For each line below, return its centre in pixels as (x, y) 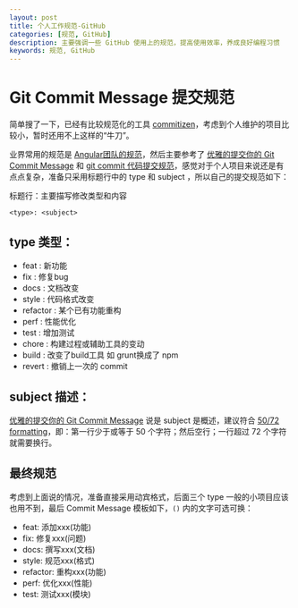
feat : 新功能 (45, 266)
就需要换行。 (33, 443)
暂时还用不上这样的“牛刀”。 (83, 136)
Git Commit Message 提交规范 (122, 98)
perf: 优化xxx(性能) (57, 583)
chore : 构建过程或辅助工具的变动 (83, 343)
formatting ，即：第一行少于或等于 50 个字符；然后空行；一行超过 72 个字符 (148, 431)
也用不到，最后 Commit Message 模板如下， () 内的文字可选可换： (131, 508)
